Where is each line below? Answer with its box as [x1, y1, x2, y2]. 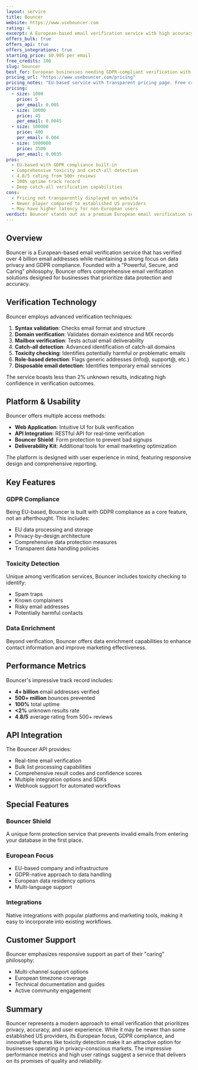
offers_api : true [6, 42, 49, 48]
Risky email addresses [14, 603, 70, 610]
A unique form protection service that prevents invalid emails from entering [6, 831, 189, 838]
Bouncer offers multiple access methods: [6, 412, 106, 419]
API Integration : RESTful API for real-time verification [14, 430, 145, 437]
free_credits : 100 [6, 58, 51, 64]
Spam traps [14, 591, 43, 598]
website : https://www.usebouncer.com [6, 19, 99, 25]
